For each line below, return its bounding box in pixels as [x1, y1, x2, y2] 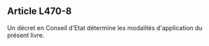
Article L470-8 [7, 5, 72, 17]
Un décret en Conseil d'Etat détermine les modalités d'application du [7, 23, 203, 32]
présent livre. [7, 31, 45, 39]
